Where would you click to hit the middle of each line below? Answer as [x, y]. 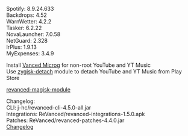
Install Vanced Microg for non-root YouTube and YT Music [78, 65]
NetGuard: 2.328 [27, 41]
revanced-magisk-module [39, 89]
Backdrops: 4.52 [27, 15]
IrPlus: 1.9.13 [22, 47]
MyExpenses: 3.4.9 [30, 53]
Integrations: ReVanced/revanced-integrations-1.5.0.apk [76, 114]
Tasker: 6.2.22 [24, 28]
